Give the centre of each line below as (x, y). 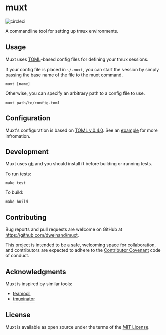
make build (17, 202)
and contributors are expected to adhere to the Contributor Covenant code (83, 250)
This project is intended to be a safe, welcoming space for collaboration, (80, 245)
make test (16, 183)
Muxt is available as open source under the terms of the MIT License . (78, 327)
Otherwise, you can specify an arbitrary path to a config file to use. (75, 93)
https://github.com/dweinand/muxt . (42, 235)
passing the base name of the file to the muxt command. (64, 75)
